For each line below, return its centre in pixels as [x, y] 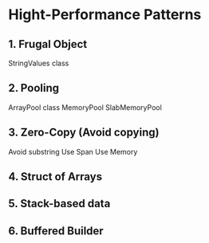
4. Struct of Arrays [55, 177]
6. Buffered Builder [56, 231]
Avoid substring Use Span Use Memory [73, 151]
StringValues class [39, 63]
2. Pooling [34, 88]
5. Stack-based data [59, 204]
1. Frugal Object [48, 44]
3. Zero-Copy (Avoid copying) [84, 133]
